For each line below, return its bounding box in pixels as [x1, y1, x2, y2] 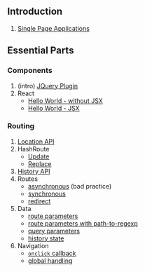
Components [7, 66, 53, 76]
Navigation [17, 241, 49, 250]
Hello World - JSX [27, 104, 80, 112]
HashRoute [17, 144, 50, 153]
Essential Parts [7, 45, 74, 57]
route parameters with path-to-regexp [27, 219, 138, 227]
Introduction [7, 6, 63, 18]
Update [27, 152, 50, 161]
